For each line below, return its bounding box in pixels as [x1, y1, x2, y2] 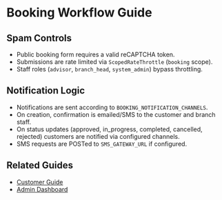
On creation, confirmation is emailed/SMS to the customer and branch [16, 110, 216, 118]
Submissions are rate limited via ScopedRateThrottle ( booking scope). [16, 58, 213, 66]
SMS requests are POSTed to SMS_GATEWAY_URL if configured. [16, 140, 188, 148]
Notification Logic [6, 85, 85, 97]
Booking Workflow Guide [6, 5, 152, 21]
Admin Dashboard [16, 185, 68, 193]
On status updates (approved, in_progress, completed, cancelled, [16, 125, 203, 133]
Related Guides [6, 159, 74, 171]
